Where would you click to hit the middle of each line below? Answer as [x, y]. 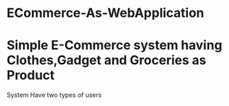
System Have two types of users [54, 95]
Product [30, 75]
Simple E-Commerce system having [114, 46]
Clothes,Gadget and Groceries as [106, 60]
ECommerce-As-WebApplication [106, 13]
